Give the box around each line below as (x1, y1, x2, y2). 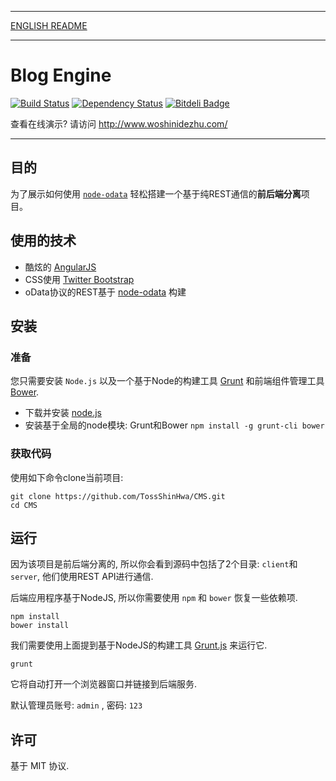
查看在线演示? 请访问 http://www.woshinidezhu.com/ (10, 117, 228, 130)
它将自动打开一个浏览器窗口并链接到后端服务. (10, 678, 198, 690)
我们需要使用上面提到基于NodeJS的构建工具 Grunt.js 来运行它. (10, 639, 268, 651)
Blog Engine (10, 64, 112, 87)
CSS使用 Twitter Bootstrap (24, 273, 135, 285)
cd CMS (10, 500, 38, 510)
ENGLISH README (10, 20, 88, 31)
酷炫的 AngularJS (24, 261, 97, 273)
